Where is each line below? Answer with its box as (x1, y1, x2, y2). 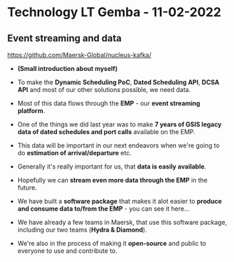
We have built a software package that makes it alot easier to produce (17, 197, 222, 205)
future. (17, 183, 37, 192)
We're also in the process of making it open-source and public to (17, 240, 207, 247)
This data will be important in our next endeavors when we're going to (17, 141, 220, 150)
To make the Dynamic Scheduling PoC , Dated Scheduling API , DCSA (17, 78, 219, 86)
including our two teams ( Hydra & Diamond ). (17, 225, 147, 234)
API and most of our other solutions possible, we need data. (17, 86, 191, 93)
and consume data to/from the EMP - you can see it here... (17, 204, 190, 213)
